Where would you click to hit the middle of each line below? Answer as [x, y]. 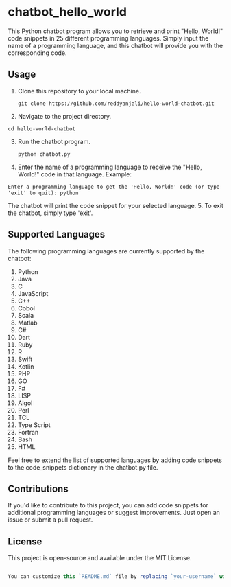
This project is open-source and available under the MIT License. [100, 558]
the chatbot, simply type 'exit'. [50, 213]
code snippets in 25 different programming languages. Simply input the [108, 38]
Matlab [27, 323]
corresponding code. [37, 53]
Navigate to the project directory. [64, 116]
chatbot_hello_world [68, 12]
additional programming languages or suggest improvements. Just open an [114, 513]
